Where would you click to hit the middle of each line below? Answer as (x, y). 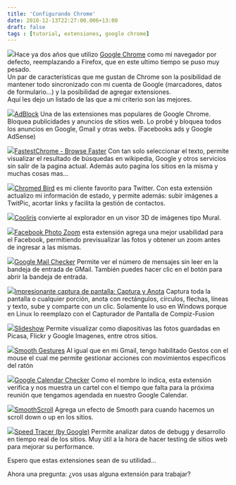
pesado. (19, 70)
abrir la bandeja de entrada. (48, 277)
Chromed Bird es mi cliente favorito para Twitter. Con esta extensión (113, 188)
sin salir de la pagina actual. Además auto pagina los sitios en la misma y (113, 166)
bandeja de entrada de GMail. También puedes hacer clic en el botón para (115, 270)
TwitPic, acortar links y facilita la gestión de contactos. (86, 203)
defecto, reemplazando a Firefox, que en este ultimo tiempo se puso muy (113, 62)
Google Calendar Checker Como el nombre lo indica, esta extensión (113, 380)
